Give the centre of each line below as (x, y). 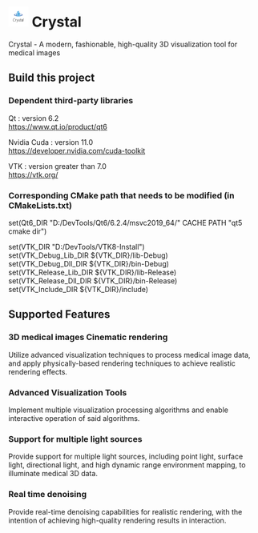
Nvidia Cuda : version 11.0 (51, 142)
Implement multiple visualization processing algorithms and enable (118, 410)
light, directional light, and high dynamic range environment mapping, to (127, 465)
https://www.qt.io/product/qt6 (58, 126)
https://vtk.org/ (33, 174)
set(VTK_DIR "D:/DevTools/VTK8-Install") (77, 246)
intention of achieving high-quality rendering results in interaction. (117, 520)
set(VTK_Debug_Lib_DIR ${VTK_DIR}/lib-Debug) (88, 255)
